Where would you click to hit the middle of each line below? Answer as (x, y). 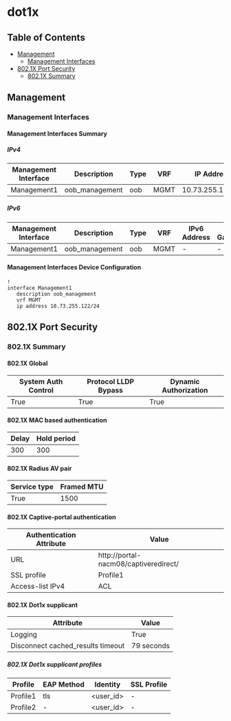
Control (41, 390)
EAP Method (63, 684)
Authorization (185, 390)
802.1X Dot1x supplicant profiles (55, 664)
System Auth (41, 381)
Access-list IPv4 (38, 587)
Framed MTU (82, 487)
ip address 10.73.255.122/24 (58, 306)
